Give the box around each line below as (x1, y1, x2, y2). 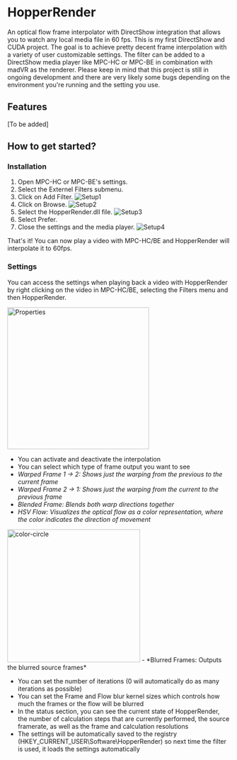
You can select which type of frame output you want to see (17, 462, 191, 471)
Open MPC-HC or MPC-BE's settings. (17, 178, 128, 186)
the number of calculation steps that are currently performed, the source (17, 714, 230, 723)
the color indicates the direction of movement (17, 515, 151, 523)
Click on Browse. (17, 200, 67, 209)
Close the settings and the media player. (17, 223, 136, 231)
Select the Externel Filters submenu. (17, 185, 124, 194)
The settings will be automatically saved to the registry (17, 730, 178, 738)
